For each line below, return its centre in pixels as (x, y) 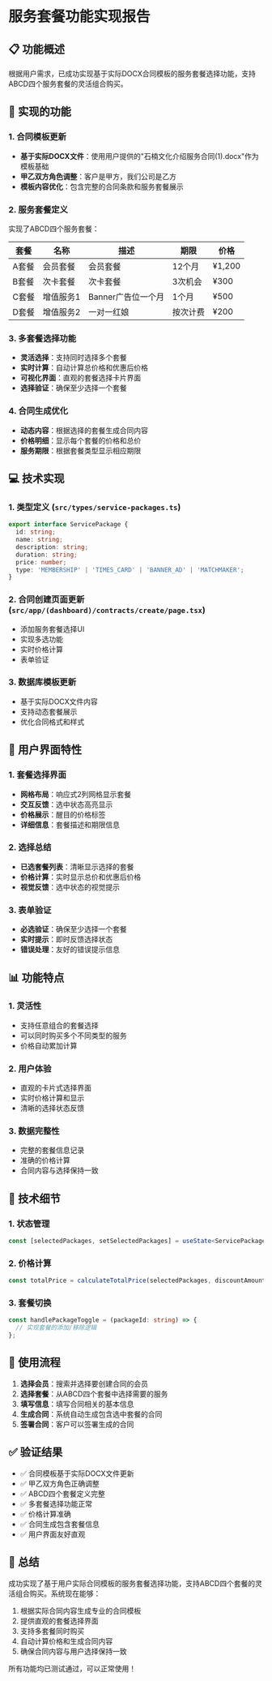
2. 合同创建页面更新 (47, 599)
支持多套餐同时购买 (52, 1631)
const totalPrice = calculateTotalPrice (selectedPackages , (110, 1281)
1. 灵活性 (25, 1006)
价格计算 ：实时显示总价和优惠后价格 (81, 877)
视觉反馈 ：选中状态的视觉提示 (70, 887)
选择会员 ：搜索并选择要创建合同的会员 (84, 1383)
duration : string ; (47, 555)
